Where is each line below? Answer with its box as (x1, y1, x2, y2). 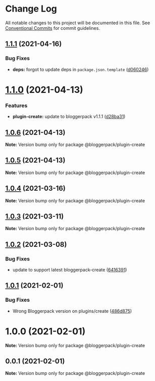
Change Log (5, 3, 57, 15)
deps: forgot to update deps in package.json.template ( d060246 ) (12, 66, 149, 72)
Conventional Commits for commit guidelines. (5, 25, 100, 31)
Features (5, 102, 28, 109)
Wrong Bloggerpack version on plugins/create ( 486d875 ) (12, 308, 132, 314)
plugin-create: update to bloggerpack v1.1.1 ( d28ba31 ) (12, 114, 126, 120)
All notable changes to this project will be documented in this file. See (5, 20, 150, 26)
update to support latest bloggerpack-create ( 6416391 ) (12, 267, 127, 273)
